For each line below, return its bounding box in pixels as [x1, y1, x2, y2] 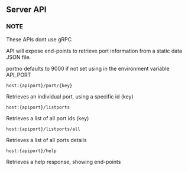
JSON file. [6, 53, 31, 61]
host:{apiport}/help [6, 147, 57, 154]
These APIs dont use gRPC [6, 35, 72, 43]
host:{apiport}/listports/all [6, 126, 81, 132]
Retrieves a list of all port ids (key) [6, 114, 89, 121]
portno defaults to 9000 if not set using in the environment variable [6, 65, 170, 72]
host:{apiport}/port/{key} [6, 83, 73, 88]
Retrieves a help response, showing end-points [6, 158, 121, 165]
